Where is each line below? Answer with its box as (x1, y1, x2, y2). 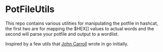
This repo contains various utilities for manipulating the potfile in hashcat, (5, 20, 158, 26)
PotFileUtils (5, 4, 55, 15)
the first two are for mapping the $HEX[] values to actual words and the (5, 25, 154, 31)
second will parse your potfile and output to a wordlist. (5, 31, 119, 37)
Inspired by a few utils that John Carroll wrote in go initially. (5, 40, 129, 46)
